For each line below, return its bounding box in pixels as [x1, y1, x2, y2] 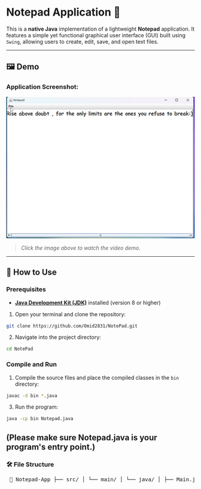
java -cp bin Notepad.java [6, 416, 74, 422]
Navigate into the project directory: [14, 334, 102, 341]
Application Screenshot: [6, 83, 79, 91]
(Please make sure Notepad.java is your [6, 432, 157, 443]
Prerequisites [6, 285, 46, 293]
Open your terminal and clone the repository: [14, 310, 126, 317]
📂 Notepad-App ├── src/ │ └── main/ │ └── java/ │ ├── [9, 476, 173, 483]
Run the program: [14, 403, 59, 410]
